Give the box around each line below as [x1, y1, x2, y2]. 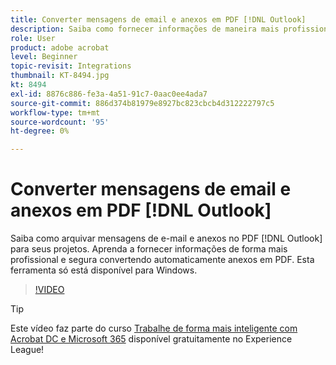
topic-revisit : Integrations [10, 61, 132, 71]
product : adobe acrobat [10, 42, 110, 53]
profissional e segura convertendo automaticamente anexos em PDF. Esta [10, 254, 315, 266]
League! [10, 344, 45, 356]
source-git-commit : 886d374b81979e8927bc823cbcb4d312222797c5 [10, 98, 275, 108]
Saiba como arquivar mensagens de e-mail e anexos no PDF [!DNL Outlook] [10, 232, 323, 245]
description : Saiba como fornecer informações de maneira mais [10, 24, 280, 34]
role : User [10, 33, 56, 43]
